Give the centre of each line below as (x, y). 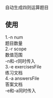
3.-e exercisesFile (23, 66)
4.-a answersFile (22, 78)
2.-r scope (16, 49)
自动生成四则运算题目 (27, 7)
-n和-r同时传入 (20, 61)
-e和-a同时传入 (21, 90)
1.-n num (14, 37)
